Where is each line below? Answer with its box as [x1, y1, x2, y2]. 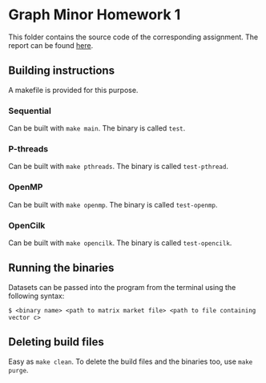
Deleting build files [8, 335, 104, 349]
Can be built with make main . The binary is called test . [8, 123, 186, 133]
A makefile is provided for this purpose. [8, 85, 139, 95]
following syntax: [8, 291, 65, 300]
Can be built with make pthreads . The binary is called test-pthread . [8, 162, 228, 171]
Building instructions [8, 64, 115, 78]
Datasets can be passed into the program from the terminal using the [8, 282, 236, 292]
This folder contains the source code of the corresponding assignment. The [8, 32, 259, 42]
